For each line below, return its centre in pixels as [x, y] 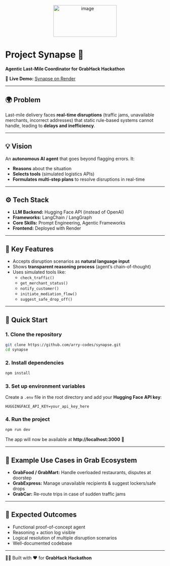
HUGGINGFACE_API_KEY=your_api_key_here [47, 406]
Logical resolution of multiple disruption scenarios [65, 538]
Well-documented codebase [42, 543]
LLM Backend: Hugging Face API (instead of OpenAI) [68, 212]
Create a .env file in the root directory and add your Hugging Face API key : [83, 397]
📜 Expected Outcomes [41, 515]
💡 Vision [19, 147]
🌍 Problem [23, 100]
